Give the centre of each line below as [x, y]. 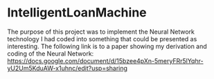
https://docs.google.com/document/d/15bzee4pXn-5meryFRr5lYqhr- [105, 60]
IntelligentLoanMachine [77, 13]
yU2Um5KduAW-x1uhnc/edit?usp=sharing [68, 68]
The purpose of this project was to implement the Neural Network [101, 32]
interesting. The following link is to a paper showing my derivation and [107, 46]
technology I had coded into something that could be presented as [102, 38]
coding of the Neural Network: [51, 54]
